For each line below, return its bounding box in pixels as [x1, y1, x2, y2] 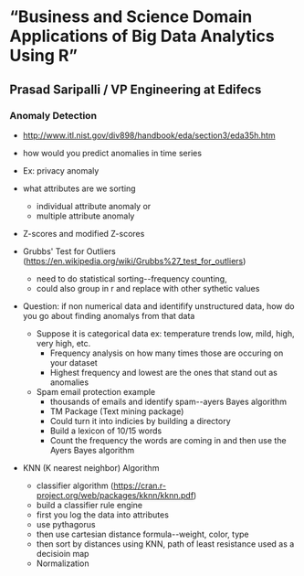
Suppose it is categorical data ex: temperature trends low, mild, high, [36, 327, 295, 339]
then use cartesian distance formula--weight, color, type [36, 528, 249, 539]
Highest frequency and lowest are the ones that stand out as [49, 367, 278, 378]
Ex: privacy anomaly [22, 165, 100, 176]
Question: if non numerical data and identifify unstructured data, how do [22, 300, 295, 312]
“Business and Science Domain [9, 6, 253, 27]
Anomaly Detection [9, 109, 98, 122]
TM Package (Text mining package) [49, 405, 184, 417]
